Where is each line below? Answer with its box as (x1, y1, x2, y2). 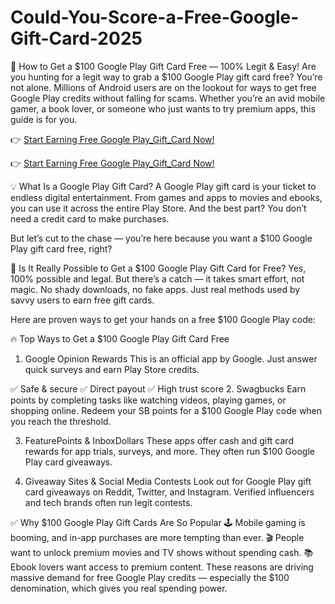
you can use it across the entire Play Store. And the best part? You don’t (10, 202, 307, 214)
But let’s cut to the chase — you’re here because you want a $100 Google (10, 232, 313, 244)
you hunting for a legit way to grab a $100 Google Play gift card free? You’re (10, 71, 323, 83)
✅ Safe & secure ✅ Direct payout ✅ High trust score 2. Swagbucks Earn (10, 382, 307, 395)
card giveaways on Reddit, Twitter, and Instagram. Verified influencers (24, 486, 315, 498)
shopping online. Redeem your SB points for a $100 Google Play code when (10, 404, 323, 416)
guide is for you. (10, 113, 78, 125)
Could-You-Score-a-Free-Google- (10, 6, 300, 29)
